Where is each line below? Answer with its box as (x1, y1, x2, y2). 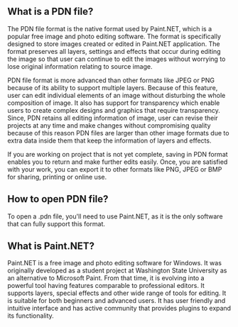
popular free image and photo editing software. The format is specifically (7, 32, 222, 40)
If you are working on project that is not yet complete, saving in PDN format (7, 150, 229, 158)
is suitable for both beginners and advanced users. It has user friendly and (7, 296, 226, 305)
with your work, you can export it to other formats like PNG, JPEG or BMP (7, 165, 222, 173)
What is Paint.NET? (7, 240, 94, 253)
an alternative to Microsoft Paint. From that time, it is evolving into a (7, 274, 205, 282)
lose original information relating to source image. (7, 62, 153, 70)
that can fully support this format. (7, 219, 105, 228)
